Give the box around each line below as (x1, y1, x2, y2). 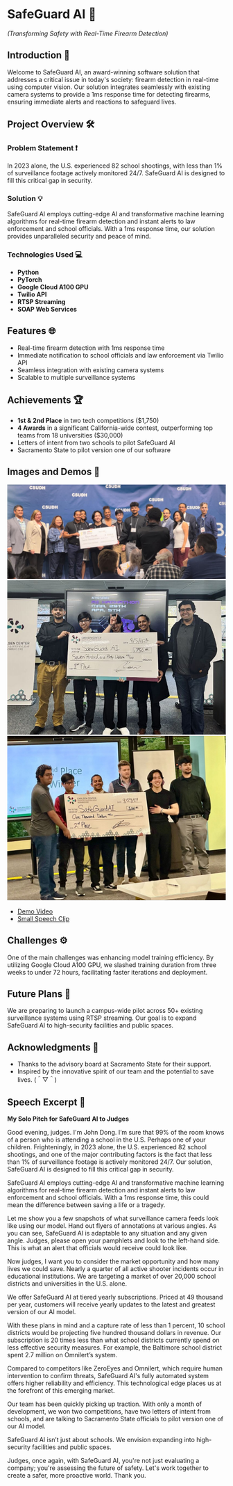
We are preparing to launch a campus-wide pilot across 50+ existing (7, 1007, 203, 1015)
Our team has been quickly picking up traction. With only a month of (7, 1400, 202, 1408)
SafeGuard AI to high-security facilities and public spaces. (7, 1021, 174, 1030)
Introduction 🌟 (7, 49, 71, 61)
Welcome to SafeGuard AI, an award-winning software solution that (7, 67, 200, 76)
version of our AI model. (7, 1307, 76, 1316)
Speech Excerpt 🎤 (7, 1096, 86, 1108)
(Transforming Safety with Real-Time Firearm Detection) (7, 29, 169, 38)
